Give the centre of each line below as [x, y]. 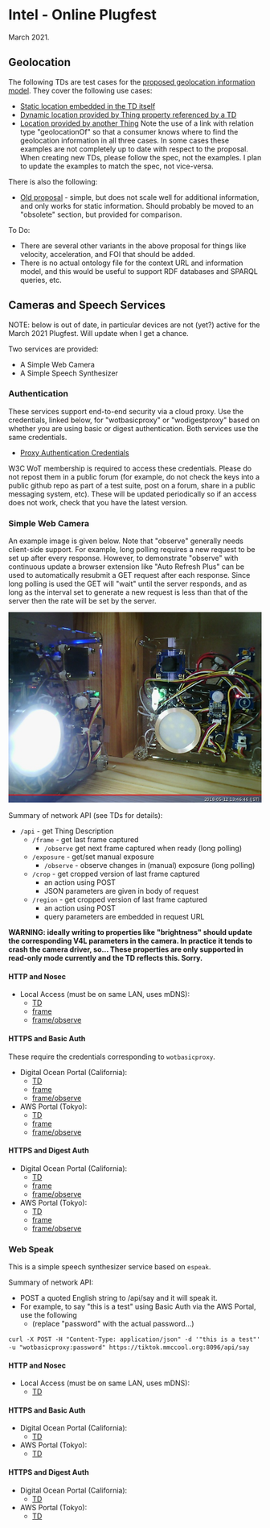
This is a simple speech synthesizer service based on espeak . [110, 1267]
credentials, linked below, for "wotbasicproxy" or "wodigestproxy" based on [134, 420]
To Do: [19, 230]
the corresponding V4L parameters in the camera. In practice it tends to [131, 941]
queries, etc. [41, 280]
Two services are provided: [53, 349]
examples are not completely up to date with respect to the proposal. [134, 149]
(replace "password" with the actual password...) [113, 1324]
